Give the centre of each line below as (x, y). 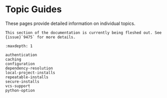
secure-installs (22, 81)
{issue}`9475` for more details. (40, 37)
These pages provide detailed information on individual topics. (70, 23)
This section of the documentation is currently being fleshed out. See (83, 32)
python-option (20, 90)
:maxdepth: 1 (19, 46)
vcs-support (18, 86)
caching (13, 59)
